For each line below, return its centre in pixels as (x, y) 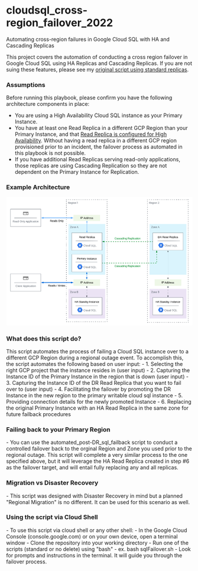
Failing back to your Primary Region (58, 429)
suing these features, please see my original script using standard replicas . (98, 69)
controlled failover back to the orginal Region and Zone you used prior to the (99, 449)
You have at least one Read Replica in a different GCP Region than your (101, 128)
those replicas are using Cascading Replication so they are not (91, 166)
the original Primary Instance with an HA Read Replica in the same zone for (98, 408)
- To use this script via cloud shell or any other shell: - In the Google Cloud (97, 530)
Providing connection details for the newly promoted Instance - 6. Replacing (99, 401)
